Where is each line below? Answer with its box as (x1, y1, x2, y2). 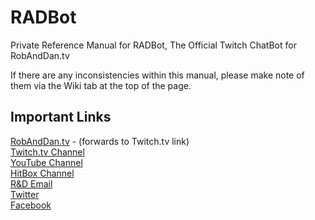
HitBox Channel (10, 167, 75, 179)
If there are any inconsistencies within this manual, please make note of (10, 69, 305, 81)
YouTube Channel (10, 156, 83, 168)
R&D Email (10, 177, 53, 190)
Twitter (10, 188, 40, 200)
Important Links (10, 109, 112, 126)
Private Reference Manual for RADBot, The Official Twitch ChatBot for (10, 39, 297, 51)
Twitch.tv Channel (10, 146, 85, 158)
